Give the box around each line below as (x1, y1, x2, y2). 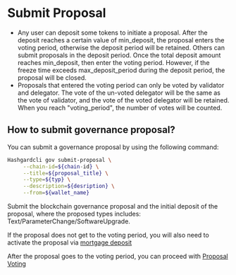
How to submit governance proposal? (7, 124, 176, 136)
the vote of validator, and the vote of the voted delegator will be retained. (17, 95, 230, 104)
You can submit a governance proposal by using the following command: (7, 143, 219, 151)
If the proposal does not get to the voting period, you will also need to (7, 231, 209, 239)
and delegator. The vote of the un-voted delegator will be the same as (17, 88, 221, 97)
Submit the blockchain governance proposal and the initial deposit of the (7, 202, 218, 210)
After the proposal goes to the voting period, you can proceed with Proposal (7, 252, 228, 260)
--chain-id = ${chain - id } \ (23, 163, 99, 170)
